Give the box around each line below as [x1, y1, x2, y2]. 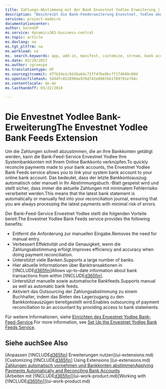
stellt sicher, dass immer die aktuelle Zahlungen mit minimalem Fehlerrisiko [5, 185, 158, 191]
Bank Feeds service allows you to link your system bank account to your [5, 169, 152, 176]
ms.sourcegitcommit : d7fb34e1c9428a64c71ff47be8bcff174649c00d [5, 72, 138, 77]
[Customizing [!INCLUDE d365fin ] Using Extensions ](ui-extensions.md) [5, 357, 151, 363]
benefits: [5, 221, 23, 227]
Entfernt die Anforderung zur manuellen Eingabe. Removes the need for [12, 231, 157, 237]
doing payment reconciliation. [12, 252, 73, 258]
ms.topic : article [5, 35, 43, 40]
